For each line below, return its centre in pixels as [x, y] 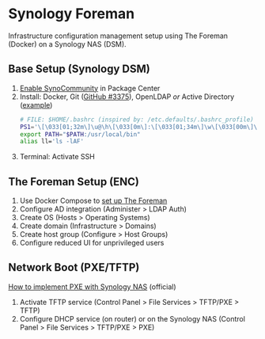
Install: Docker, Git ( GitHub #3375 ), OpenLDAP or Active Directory [127, 97]
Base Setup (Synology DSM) [79, 69]
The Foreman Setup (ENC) [74, 182]
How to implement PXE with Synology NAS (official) [92, 287]
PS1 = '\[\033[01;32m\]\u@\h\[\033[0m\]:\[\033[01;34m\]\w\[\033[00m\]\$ [140, 127]
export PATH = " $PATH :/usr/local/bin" [80, 134]
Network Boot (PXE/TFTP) [74, 267]
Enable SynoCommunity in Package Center [90, 88]
